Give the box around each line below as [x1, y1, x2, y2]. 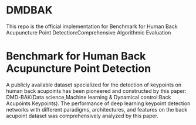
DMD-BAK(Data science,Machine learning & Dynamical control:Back [6, 93, 171, 100]
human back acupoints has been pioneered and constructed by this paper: [6, 87, 187, 94]
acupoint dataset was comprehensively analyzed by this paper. [6, 112, 158, 119]
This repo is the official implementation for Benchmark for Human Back [6, 23, 178, 30]
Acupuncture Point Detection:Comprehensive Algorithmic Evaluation [6, 29, 171, 36]
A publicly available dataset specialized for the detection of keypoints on [6, 81, 182, 88]
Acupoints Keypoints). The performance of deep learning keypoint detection [6, 100, 191, 107]
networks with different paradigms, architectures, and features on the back [6, 106, 188, 113]
